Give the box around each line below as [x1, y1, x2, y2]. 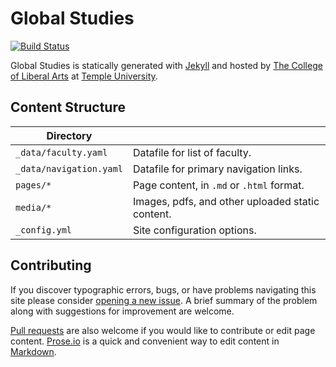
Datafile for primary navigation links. [132, 162, 303, 176]
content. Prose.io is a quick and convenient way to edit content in [10, 335, 280, 347]
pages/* [15, 179, 52, 191]
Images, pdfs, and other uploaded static [132, 194, 320, 208]
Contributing [10, 257, 92, 274]
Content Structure [10, 99, 126, 116]
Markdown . [10, 345, 57, 357]
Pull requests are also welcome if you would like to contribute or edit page [10, 324, 316, 336]
